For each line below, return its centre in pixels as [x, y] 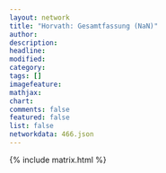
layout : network [39, 17]
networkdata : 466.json [52, 134]
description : [34, 43]
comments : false [39, 109]
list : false [31, 126]
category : [28, 68]
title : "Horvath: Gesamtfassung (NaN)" [84, 26]
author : [24, 34]
